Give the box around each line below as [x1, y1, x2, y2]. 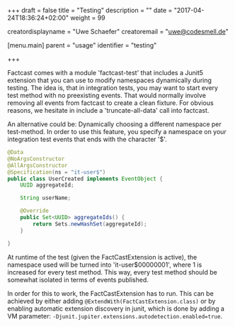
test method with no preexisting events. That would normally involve [7, 92, 207, 99]
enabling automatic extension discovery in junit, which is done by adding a [7, 304, 225, 313]
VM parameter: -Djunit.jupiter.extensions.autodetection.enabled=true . [7, 311, 223, 320]
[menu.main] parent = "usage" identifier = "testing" [7, 41, 157, 49]
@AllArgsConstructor [7, 162, 69, 169]
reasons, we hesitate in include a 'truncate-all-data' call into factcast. [7, 106, 210, 114]
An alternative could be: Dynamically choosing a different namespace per [7, 120, 222, 128]
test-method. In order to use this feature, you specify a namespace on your [7, 128, 227, 135]
